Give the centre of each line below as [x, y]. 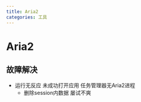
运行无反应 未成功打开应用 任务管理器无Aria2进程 [75, 85]
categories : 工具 [27, 17]
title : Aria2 [22, 12]
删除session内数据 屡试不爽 [57, 93]
